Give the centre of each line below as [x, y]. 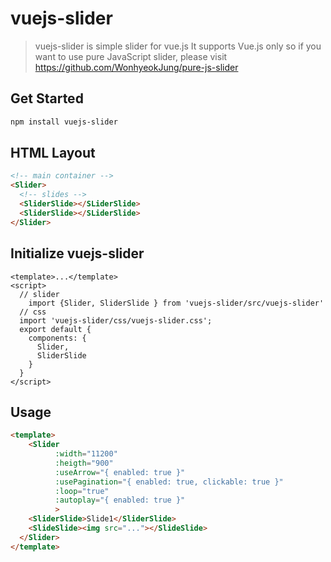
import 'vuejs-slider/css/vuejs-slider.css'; [116, 320]
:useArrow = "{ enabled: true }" [120, 472]
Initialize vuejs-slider [77, 253]
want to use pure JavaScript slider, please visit [131, 56]
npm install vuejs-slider [64, 122]
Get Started [47, 98]
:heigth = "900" [84, 463]
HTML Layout [53, 153]
